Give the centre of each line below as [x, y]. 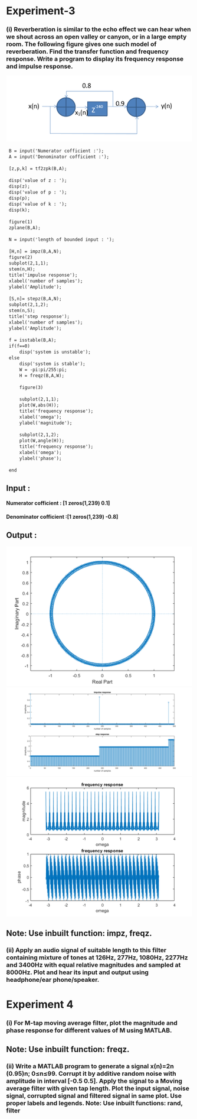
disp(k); [19, 210]
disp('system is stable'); [52, 364]
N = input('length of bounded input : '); [62, 240]
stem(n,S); [22, 311]
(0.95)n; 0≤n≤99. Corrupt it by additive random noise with [91, 1073]
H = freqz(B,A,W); [42, 376]
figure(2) [21, 257]
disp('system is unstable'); [55, 352]
